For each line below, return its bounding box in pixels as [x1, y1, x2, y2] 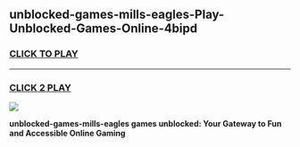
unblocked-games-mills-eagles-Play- [9, 7, 225, 22]
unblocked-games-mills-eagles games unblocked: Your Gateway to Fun [9, 118, 282, 128]
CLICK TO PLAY [9, 48, 79, 61]
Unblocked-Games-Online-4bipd [9, 21, 198, 37]
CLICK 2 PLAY [9, 81, 71, 94]
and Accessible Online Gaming [9, 127, 126, 138]
